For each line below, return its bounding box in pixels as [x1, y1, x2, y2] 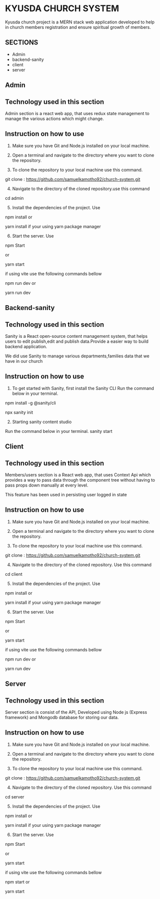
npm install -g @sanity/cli [5, 400, 56, 406]
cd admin [5, 195, 24, 201]
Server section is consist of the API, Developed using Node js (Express [5, 709, 147, 715]
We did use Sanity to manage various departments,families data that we [5, 353, 150, 359]
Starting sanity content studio [12, 419, 72, 425]
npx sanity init [5, 409, 33, 415]
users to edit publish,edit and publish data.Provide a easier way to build [5, 338, 149, 344]
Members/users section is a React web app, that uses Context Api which [5, 471, 151, 478]
